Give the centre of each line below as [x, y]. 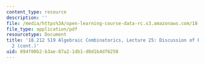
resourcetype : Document [37, 35]
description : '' [27, 18]
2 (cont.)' [26, 46]
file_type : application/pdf [42, 29]
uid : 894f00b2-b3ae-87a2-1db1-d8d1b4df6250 [63, 52]
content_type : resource [37, 12]
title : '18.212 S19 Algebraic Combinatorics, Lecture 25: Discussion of [101, 40]
